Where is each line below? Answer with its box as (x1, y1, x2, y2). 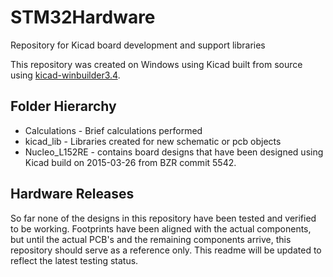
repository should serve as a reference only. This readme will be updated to (10, 244, 322, 256)
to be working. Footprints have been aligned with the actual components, (10, 222, 312, 235)
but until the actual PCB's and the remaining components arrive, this (10, 233, 292, 245)
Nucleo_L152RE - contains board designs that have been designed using (24, 146, 324, 158)
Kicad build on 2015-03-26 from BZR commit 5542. (24, 156, 237, 168)
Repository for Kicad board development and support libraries (10, 39, 266, 51)
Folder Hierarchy (10, 98, 117, 115)
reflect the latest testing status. (10, 254, 139, 266)
